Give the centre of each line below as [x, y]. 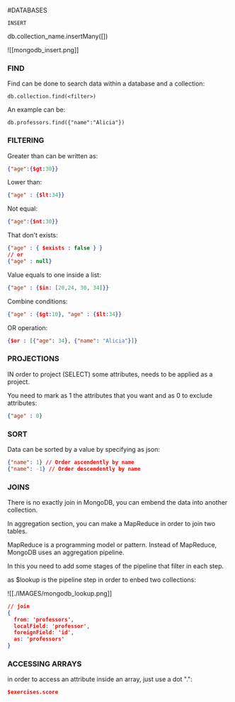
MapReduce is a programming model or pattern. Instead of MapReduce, [112, 544]
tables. [17, 531]
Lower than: [25, 182]
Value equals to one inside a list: [54, 274]
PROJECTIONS [33, 358]
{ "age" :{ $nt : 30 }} [33, 222]
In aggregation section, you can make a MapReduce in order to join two [111, 523]
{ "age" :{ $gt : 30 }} [33, 169]
